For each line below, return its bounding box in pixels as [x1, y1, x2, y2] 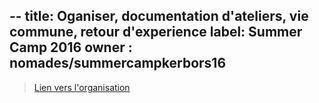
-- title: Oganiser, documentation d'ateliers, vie [9, 8, 309, 25]
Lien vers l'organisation [33, 81, 131, 93]
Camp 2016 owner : [9, 39, 133, 56]
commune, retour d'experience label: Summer [9, 24, 303, 41]
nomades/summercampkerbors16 [9, 55, 227, 72]
